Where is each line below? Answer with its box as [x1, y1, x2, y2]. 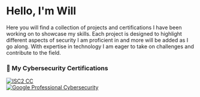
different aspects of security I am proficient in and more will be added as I [6, 36, 189, 43]
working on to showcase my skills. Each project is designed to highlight [6, 30, 183, 37]
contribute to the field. [6, 49, 61, 56]
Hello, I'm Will [6, 4, 77, 18]
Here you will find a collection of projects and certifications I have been [6, 24, 182, 31]
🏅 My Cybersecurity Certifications [6, 64, 108, 72]
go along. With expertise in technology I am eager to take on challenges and [6, 43, 195, 50]
